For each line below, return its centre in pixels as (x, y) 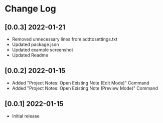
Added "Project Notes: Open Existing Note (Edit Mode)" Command (80, 82)
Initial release (26, 116)
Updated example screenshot (42, 50)
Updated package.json (35, 44)
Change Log (30, 9)
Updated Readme (30, 55)
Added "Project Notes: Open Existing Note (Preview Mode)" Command (85, 88)
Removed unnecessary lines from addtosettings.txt (65, 39)
